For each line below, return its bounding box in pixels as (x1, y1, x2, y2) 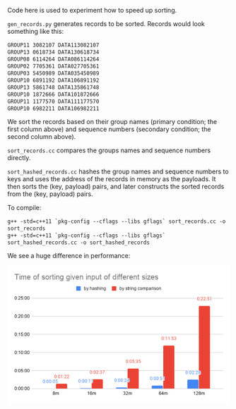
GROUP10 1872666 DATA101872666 (7, 91, 100, 98)
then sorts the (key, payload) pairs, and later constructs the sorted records (7, 183, 225, 190)
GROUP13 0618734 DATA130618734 (7, 49, 100, 56)
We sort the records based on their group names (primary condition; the (7, 118, 218, 126)
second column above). (7, 133, 76, 140)
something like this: (7, 28, 64, 35)
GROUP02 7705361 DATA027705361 (7, 63, 100, 70)
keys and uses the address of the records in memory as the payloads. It (7, 175, 216, 183)
